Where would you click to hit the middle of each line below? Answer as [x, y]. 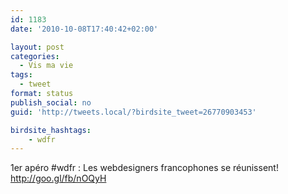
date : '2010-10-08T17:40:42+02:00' [84, 29]
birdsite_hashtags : [51, 130]
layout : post [37, 47]
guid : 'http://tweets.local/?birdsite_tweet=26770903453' [133, 112]
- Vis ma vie [46, 66]
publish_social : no [51, 102]
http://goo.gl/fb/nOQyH [58, 178]
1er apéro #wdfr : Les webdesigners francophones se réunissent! [144, 168]
